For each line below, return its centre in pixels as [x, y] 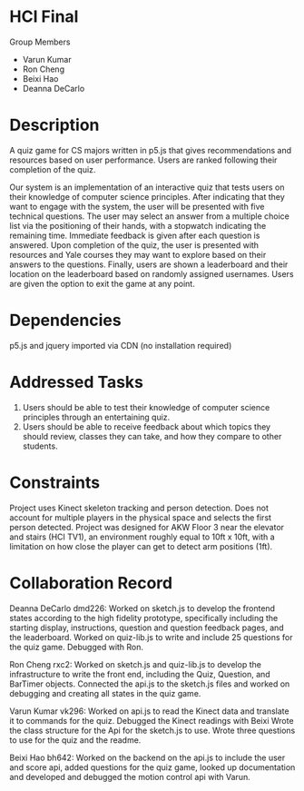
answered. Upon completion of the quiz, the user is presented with [134, 245]
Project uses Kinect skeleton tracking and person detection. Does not [139, 508]
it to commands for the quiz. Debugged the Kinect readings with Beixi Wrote [152, 720]
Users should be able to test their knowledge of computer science [146, 407]
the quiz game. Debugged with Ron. [76, 647]
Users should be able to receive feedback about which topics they [146, 426]
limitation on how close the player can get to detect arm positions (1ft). [141, 546]
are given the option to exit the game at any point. [102, 283]
